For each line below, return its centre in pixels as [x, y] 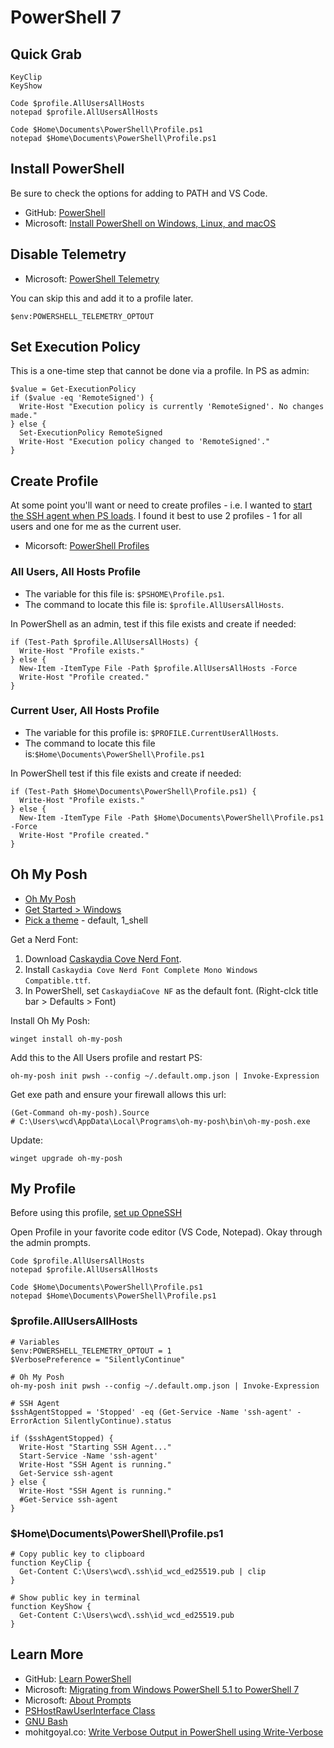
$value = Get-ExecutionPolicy [73, 389]
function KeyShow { [51, 1607]
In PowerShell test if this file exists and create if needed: [126, 773]
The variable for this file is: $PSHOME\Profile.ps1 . [124, 593]
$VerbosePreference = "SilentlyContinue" [98, 1359]
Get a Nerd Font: [44, 939]
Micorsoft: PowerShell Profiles [87, 546]
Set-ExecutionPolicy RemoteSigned [91, 433]
